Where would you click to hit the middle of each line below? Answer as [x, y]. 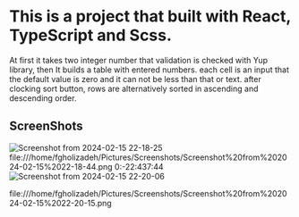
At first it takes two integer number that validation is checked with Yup [139, 60]
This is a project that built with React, [150, 17]
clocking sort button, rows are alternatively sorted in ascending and [134, 88]
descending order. [43, 98]
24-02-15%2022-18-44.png [61, 166]
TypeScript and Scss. [91, 35]
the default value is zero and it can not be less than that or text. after [135, 79]
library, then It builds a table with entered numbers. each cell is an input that [149, 70]
